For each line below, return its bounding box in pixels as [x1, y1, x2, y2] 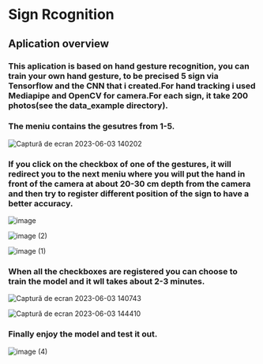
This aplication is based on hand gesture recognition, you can [8, 61, 250, 72]
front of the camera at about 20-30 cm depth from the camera [8, 178, 251, 189]
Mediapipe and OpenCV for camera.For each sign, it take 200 [8, 90, 249, 101]
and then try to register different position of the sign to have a [8, 188, 250, 199]
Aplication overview [8, 37, 109, 50]
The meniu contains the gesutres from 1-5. [8, 121, 175, 132]
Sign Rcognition [8, 6, 115, 24]
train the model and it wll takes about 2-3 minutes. [8, 276, 205, 287]
